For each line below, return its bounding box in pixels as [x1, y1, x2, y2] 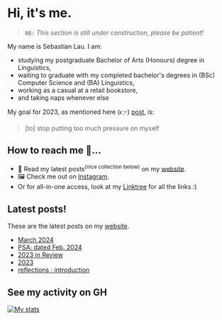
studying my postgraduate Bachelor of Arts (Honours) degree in [17, 55, 205, 64]
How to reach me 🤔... [7, 144, 101, 156]
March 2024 [17, 236, 55, 244]
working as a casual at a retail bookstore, [17, 86, 138, 94]
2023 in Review [17, 251, 64, 259]
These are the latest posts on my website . [7, 222, 130, 231]
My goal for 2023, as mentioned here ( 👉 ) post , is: [7, 108, 155, 116]
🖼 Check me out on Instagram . [17, 172, 110, 181]
